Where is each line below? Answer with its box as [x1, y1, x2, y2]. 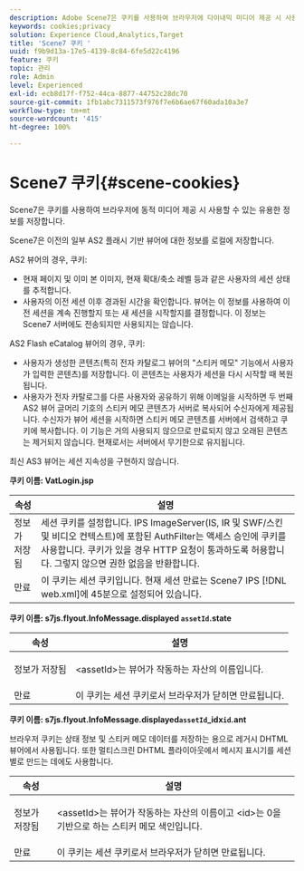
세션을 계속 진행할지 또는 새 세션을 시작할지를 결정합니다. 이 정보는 [32, 307, 267, 318]
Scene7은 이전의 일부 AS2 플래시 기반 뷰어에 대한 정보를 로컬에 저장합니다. [9, 235, 274, 246]
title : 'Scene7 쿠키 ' [9, 38, 91, 48]
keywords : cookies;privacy [9, 22, 111, 31]
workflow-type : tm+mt [9, 106, 91, 115]
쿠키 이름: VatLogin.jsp [9, 475, 94, 486]
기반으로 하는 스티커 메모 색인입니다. [56, 819, 203, 832]
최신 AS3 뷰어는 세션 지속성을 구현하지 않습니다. [9, 455, 179, 467]
